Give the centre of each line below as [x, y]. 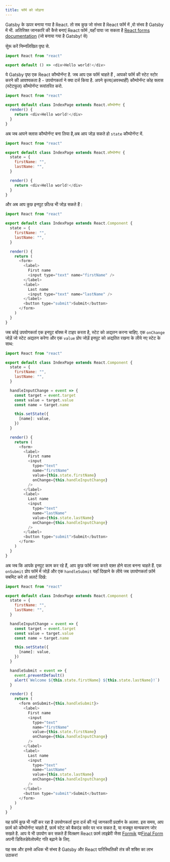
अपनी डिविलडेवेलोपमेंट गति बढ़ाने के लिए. [38, 839]
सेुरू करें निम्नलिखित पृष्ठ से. [28, 46]
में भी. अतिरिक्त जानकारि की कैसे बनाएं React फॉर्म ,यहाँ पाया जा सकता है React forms [78, 30]
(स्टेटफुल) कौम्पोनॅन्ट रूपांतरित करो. [34, 86]
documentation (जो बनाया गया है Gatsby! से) [46, 36]
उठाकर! [12, 855]
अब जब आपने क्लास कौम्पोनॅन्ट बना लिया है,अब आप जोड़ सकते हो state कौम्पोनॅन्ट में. [74, 133]
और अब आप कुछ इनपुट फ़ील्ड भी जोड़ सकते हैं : [44, 205]
